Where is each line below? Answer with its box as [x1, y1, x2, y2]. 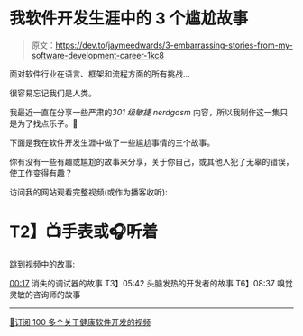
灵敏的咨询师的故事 [9, 289, 81, 300]
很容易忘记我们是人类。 [9, 87, 96, 98]
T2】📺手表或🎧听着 [9, 222, 159, 242]
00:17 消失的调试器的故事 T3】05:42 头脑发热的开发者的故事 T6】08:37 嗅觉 [9, 277, 293, 288]
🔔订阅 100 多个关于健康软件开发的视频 [9, 316, 151, 327]
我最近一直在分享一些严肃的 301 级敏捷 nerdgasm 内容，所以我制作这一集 [9, 106, 280, 117]
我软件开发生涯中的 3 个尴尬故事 [9, 8, 249, 29]
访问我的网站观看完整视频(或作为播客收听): [9, 186, 169, 197]
